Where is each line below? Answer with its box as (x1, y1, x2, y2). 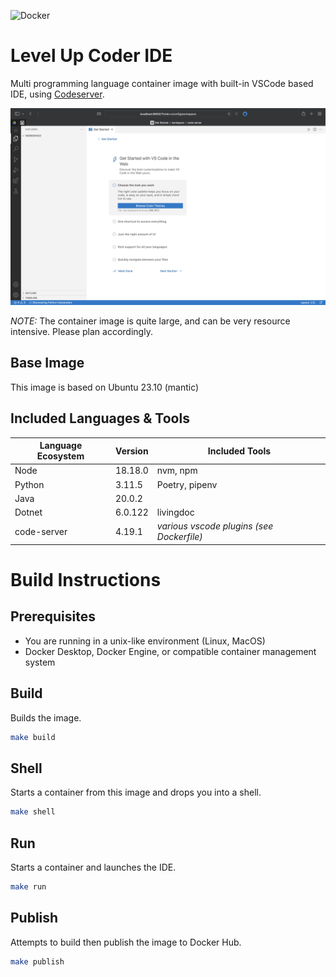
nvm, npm (156, 465, 198, 477)
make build (10, 732, 56, 742)
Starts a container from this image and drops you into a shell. (10, 786, 262, 799)
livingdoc (156, 506, 195, 519)
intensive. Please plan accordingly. (10, 325, 153, 337)
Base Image (10, 355, 85, 372)
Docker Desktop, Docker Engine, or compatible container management (24, 645, 317, 657)
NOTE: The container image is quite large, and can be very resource (10, 315, 291, 327)
